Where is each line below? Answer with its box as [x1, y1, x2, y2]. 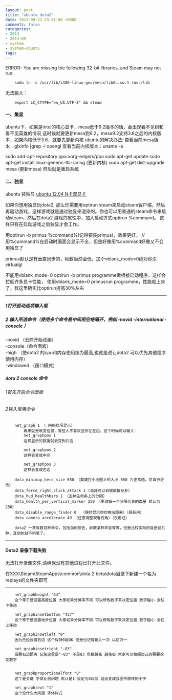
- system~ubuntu [5, 46, 40, 51]
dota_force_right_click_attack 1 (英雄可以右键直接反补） [14, 488, 132, 494]
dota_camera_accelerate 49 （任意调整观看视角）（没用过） [14, 516, 130, 521]
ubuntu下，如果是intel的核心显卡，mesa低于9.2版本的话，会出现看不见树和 [5, 124, 164, 130]
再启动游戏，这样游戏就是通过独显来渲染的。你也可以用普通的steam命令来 [5, 208, 162, 214]
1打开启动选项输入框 [5, 302, 48, 309]
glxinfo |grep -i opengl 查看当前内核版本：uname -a [14, 143, 123, 149]
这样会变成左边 [24, 467, 51, 472]
